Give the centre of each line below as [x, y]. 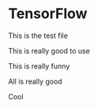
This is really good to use [49, 50]
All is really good [35, 81]
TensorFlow [48, 14]
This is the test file [38, 35]
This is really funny [39, 66]
